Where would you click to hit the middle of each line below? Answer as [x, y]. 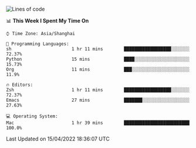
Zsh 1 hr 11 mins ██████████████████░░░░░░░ [98, 90]
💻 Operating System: [32, 116]
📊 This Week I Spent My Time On [47, 21]
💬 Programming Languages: [37, 44]
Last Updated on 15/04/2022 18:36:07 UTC [58, 139]
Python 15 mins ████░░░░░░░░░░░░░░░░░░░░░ [98, 59]
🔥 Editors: [20, 85]
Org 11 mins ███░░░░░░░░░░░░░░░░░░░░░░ [98, 70]
